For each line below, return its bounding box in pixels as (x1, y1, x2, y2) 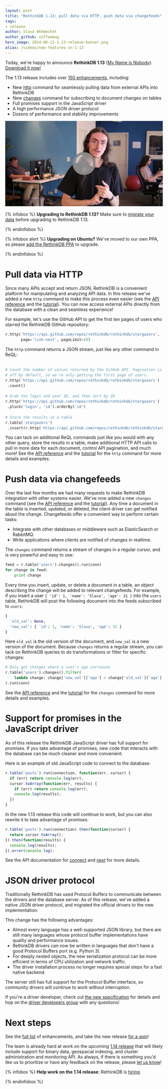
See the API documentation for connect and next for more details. (5, 857, 141, 863)
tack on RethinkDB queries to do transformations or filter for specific (5, 649, 146, 655)
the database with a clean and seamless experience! (5, 306, 113, 313)
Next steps (5, 1017, 51, 1028)
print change (14, 573, 41, 578)
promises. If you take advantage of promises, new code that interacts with (5, 745, 158, 751)
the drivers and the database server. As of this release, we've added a (5, 896, 150, 902)
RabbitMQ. (12, 531, 34, 537)
